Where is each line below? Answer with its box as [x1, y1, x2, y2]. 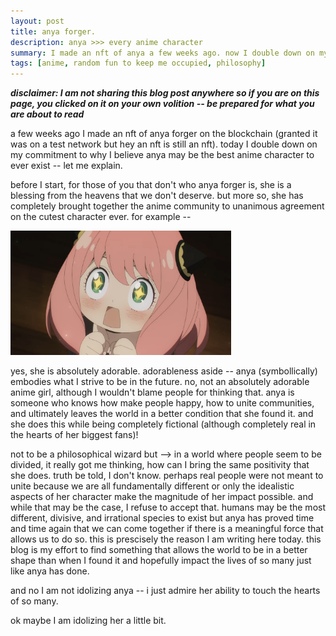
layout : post [10, 16, 65, 26]
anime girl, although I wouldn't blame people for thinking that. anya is [10, 386, 295, 398]
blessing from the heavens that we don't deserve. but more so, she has [10, 190, 304, 202]
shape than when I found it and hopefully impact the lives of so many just [10, 554, 312, 566]
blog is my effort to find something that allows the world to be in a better [10, 543, 308, 555]
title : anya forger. [10, 26, 97, 37]
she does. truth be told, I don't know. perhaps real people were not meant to [10, 469, 324, 481]
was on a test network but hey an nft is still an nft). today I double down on [10, 138, 318, 150]
